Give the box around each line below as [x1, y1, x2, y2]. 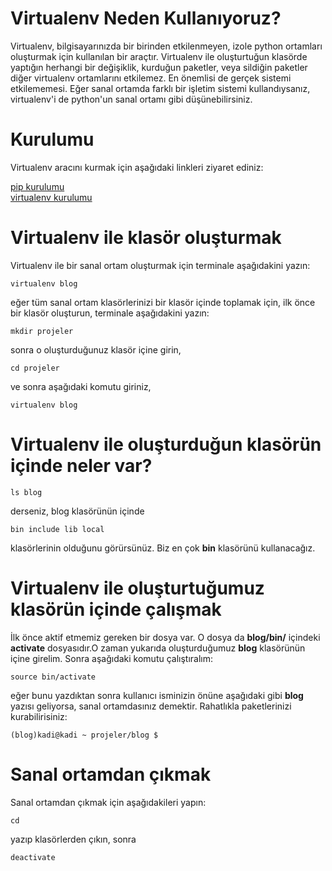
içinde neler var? [10, 455, 153, 477]
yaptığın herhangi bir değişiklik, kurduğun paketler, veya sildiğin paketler [10, 61, 308, 73]
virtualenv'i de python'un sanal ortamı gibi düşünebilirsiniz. [10, 93, 253, 105]
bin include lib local [10, 524, 105, 534]
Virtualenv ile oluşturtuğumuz [10, 577, 265, 599]
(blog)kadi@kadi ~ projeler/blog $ [10, 730, 159, 740]
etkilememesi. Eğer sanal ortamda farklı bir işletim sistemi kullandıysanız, [10, 82, 311, 94]
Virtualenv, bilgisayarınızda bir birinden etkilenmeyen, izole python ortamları [10, 40, 323, 52]
